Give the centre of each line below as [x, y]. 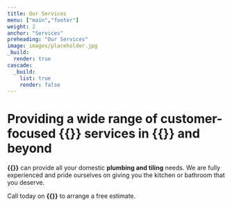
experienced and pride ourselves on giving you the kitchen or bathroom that [116, 175]
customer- [191, 119]
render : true [32, 59]
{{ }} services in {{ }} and [129, 134]
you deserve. [26, 183]
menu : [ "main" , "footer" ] [43, 20]
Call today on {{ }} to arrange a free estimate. [72, 196]
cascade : [20, 65]
